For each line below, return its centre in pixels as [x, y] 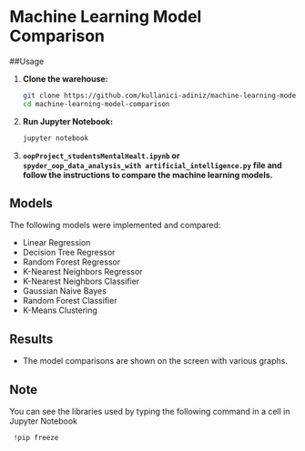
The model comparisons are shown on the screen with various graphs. [155, 361]
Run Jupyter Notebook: [68, 121]
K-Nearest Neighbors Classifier [81, 281]
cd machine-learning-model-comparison [96, 104]
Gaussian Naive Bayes [65, 291]
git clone [41, 95]
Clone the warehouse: [66, 78]
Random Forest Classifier [70, 301]
